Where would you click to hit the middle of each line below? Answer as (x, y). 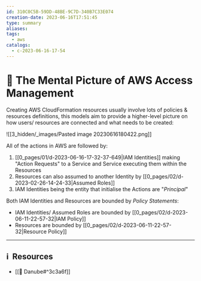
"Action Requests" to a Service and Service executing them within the (101, 164)
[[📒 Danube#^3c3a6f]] (42, 271)
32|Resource (31, 231)
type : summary (24, 23)
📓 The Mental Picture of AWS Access (100, 80)
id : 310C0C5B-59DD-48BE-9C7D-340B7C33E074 (60, 12)
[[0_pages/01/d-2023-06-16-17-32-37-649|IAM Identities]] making (98, 157)
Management (40, 93)
